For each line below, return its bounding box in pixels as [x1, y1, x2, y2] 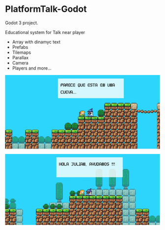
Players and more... [12, 65, 52, 71]
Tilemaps [12, 49, 31, 55]
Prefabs [12, 44, 28, 50]
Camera [12, 60, 28, 66]
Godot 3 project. [5, 20, 38, 26]
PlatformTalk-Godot [5, 3, 87, 15]
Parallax [12, 54, 29, 60]
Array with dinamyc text [12, 38, 60, 45]
